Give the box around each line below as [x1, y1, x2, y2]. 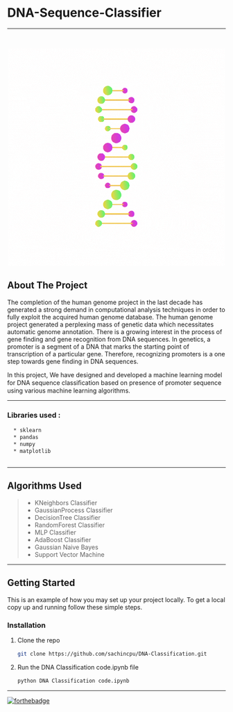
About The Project [7, 280, 88, 292]
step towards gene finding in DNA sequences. [7, 357, 139, 365]
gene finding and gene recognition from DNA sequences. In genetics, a [7, 335, 211, 343]
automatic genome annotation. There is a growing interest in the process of [7, 327, 223, 335]
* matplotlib [13, 448, 51, 455]
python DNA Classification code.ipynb [17, 677, 130, 684]
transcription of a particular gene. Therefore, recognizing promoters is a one [7, 349, 225, 358]
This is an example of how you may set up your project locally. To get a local [7, 595, 225, 603]
